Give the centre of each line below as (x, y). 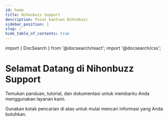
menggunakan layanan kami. (35, 99)
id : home (15, 10)
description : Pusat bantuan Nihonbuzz (46, 19)
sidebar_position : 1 (27, 24)
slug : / (14, 29)
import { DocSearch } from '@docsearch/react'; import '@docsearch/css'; (83, 48)
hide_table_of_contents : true (38, 34)
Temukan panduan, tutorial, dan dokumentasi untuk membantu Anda (77, 93)
